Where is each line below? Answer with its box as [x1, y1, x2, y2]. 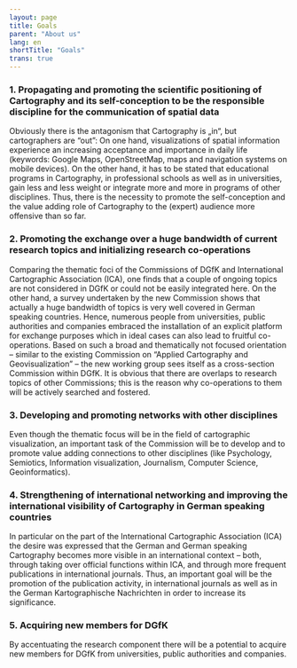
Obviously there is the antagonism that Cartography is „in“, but [9, 126, 238, 137]
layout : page [9, 12, 58, 22]
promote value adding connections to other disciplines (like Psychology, [9, 447, 272, 458]
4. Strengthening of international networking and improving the [9, 489, 288, 501]
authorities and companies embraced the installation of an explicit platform [9, 320, 283, 331]
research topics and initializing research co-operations [9, 244, 251, 256]
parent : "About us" [9, 29, 82, 38]
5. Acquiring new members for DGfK [9, 619, 168, 632]
